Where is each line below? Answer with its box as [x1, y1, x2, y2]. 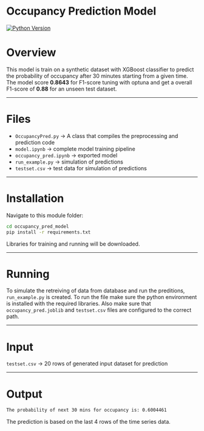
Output [6, 387, 42, 401]
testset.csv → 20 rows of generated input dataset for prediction [6, 360, 168, 367]
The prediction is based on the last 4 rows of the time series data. [6, 418, 171, 426]
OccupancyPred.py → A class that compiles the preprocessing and [15, 132, 178, 139]
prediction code [15, 139, 55, 146]
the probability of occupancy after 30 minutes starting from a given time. [6, 72, 188, 80]
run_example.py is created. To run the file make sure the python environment [6, 294, 197, 301]
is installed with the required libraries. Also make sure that [6, 300, 151, 308]
